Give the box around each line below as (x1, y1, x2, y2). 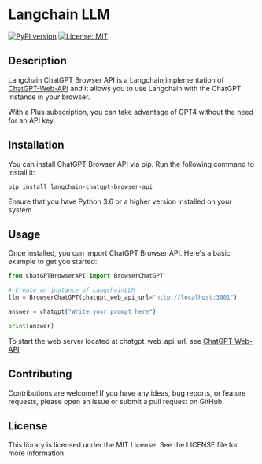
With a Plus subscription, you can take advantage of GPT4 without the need (8, 107, 254, 116)
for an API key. (8, 116, 56, 125)
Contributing (8, 367, 72, 381)
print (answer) (8, 322, 55, 330)
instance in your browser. (8, 92, 90, 101)
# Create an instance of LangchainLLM (8, 286, 135, 294)
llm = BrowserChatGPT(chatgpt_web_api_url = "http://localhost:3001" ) (8, 293, 238, 302)
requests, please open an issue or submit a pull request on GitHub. (8, 396, 224, 406)
